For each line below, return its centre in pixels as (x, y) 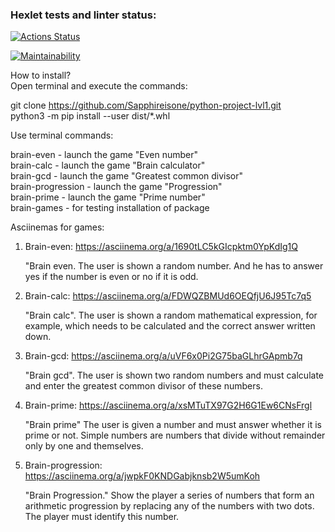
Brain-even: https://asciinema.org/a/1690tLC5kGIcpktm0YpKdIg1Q (161, 247)
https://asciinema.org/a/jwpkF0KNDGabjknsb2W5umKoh (142, 476)
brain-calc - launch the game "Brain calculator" (108, 165)
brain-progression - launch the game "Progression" (116, 187)
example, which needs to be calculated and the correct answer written (170, 326)
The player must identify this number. (102, 517)
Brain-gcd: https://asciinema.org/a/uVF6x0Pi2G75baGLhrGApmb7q (163, 356)
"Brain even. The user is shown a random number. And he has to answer (174, 266)
